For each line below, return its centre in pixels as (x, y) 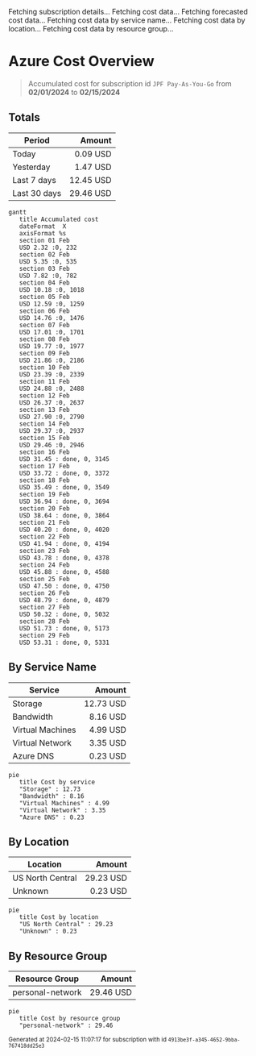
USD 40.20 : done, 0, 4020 (64, 530)
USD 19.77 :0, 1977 (52, 346)
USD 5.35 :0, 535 (48, 261)
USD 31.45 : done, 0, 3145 (64, 459)
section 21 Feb (44, 522)
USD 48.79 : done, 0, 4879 (64, 600)
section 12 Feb (44, 395)
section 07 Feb (44, 325)
